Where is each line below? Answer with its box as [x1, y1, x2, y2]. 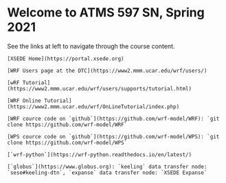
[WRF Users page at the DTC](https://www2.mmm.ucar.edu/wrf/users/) [7, 67, 207, 74]
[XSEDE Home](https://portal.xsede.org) [7, 55, 125, 62]
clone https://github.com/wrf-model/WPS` [7, 139, 128, 146]
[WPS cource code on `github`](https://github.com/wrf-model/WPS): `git [7, 133, 220, 140]
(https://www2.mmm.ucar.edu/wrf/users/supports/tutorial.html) [7, 85, 192, 92]
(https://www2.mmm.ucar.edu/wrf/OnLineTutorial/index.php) [7, 103, 180, 110]
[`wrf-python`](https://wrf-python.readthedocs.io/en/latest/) [7, 151, 192, 158]
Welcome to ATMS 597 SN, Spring [7, 5, 205, 21]
